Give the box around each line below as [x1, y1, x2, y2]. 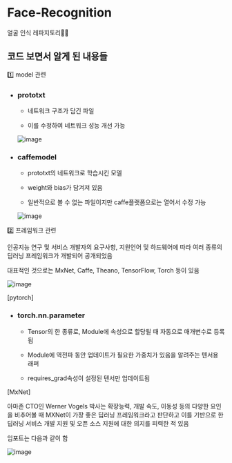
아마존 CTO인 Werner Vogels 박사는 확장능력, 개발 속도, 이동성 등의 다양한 [7, 402, 209, 410]
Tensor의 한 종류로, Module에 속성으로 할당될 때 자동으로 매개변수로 [27, 327, 213, 335]
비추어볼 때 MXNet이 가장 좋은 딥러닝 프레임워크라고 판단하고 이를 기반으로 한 [14, 411, 224, 419]
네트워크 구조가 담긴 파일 [27, 107, 95, 115]
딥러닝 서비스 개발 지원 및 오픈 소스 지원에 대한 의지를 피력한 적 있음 [7, 419, 189, 427]
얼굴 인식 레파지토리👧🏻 [7, 28, 69, 37]
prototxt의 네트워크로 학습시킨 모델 [27, 169, 122, 177]
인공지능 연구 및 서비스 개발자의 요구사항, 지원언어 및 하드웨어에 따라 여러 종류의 [7, 243, 223, 251]
